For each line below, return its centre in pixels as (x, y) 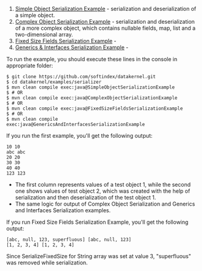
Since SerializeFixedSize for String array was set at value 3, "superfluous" (99, 256)
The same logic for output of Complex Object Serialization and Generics (105, 204)
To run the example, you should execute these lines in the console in (92, 59)
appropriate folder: (30, 65)
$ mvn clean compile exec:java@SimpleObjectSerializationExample (90, 87)
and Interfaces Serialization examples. (63, 210)
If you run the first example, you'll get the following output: (79, 135)
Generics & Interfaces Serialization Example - (72, 47)
